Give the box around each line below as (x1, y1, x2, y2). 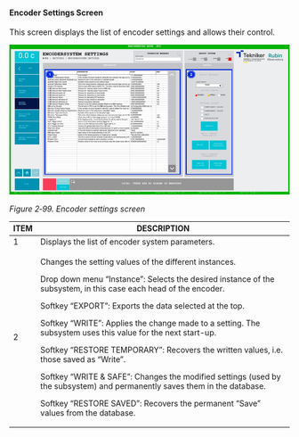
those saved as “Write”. (39, 353, 126, 365)
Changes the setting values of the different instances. (39, 256, 237, 267)
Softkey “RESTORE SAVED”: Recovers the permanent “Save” (39, 398, 261, 408)
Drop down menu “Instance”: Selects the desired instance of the (39, 273, 275, 284)
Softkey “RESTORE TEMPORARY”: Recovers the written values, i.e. (39, 344, 283, 355)
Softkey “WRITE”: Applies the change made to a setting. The (39, 317, 261, 328)
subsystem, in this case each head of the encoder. (39, 283, 225, 293)
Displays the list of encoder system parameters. (39, 236, 215, 247)
